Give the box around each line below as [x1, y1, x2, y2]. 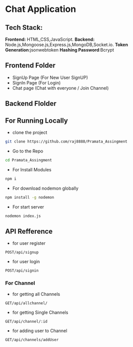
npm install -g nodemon [5, 195, 55, 200]
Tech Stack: [5, 23, 43, 32]
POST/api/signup [5, 250, 39, 255]
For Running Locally [5, 116, 68, 125]
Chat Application [5, 3, 76, 15]
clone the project [12, 130, 48, 136]
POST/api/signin [5, 268, 39, 274]
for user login [12, 259, 40, 265]
